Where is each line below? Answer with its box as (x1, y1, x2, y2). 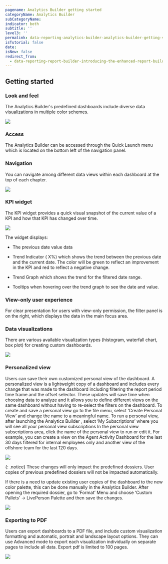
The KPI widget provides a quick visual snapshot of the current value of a (5, 210, 156, 216)
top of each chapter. (5, 176, 47, 183)
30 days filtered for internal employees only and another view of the (5, 439, 145, 445)
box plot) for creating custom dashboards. (5, 342, 92, 348)
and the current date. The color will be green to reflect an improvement (12, 259, 159, 265)
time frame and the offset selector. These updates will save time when (5, 391, 150, 397)
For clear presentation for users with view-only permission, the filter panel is (5, 308, 162, 314)
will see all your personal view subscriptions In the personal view (5, 423, 139, 429)
